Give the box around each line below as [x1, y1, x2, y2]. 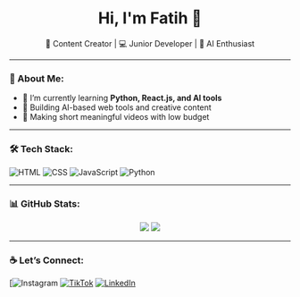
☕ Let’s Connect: [9, 254, 85, 267]
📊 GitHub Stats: [9, 198, 80, 210]
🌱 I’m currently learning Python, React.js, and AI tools [21, 93, 222, 104]
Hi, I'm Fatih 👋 [97, 8, 203, 29]
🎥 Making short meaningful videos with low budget [21, 112, 210, 123]
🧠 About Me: [9, 72, 64, 84]
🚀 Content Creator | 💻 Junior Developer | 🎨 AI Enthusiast [45, 38, 255, 48]
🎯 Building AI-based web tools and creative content [21, 102, 212, 113]
